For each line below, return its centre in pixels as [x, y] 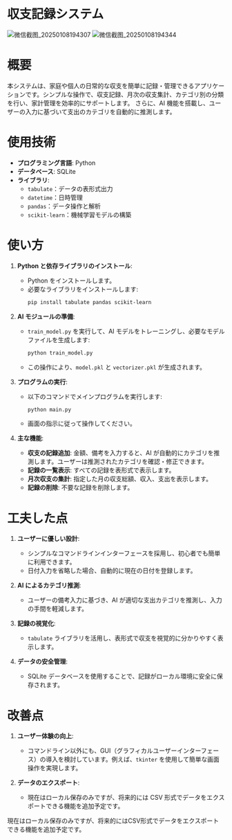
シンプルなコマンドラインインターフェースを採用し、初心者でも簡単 [124, 553]
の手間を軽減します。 [58, 609]
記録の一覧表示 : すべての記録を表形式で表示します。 [101, 470]
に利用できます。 [51, 562]
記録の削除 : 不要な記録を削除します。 [80, 488]
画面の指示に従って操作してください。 [82, 424]
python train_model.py [60, 353]
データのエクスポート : [48, 783]
